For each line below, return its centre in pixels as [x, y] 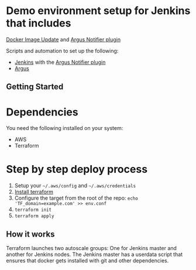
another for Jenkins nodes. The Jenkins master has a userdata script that [94, 254]
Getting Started [35, 87]
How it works [30, 234]
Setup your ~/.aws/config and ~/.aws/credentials [75, 186]
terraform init [33, 210]
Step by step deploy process [77, 170]
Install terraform [34, 192]
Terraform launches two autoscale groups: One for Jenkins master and [92, 248]
